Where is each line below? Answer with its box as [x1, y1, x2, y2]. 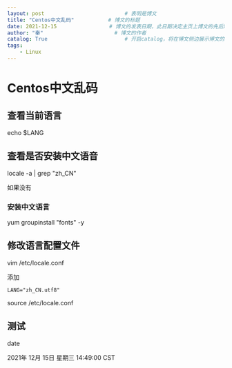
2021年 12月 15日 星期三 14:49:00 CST [7, 353, 115, 362]
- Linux [19, 49, 41, 56]
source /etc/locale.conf [7, 298, 74, 307]
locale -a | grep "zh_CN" [7, 169, 77, 177]
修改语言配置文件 [7, 240, 80, 252]
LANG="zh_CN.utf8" [7, 287, 60, 294]
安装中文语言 [7, 202, 50, 212]
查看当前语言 [7, 110, 62, 121]
